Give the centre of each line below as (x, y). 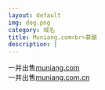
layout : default (34, 15)
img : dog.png (29, 23)
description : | (33, 45)
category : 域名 (32, 30)
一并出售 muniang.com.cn (49, 77)
